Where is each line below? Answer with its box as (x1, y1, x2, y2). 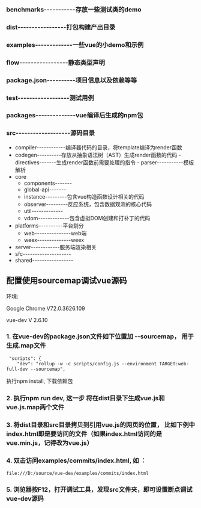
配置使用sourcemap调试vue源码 (6, 276, 127, 286)
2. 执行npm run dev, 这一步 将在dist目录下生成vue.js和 (6, 394, 165, 402)
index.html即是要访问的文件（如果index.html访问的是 (6, 429, 163, 438)
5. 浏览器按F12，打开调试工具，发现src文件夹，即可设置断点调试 (6, 485, 193, 494)
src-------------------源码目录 (6, 129, 95, 137)
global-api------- (23, 185, 67, 193)
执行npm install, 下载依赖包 (6, 377, 73, 385)
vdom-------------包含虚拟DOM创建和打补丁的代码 (23, 214, 151, 221)
